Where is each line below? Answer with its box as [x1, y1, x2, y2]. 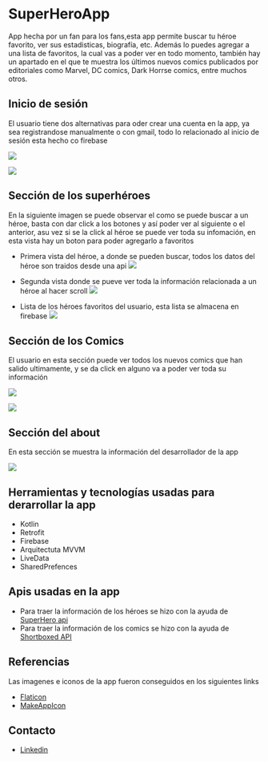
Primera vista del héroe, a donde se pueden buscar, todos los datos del [19, 251, 255, 261]
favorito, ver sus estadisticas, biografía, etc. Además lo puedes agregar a [8, 39, 250, 49]
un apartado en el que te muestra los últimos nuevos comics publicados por [8, 57, 258, 67]
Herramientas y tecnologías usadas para [8, 485, 215, 499]
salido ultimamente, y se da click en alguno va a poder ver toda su [8, 364, 226, 374]
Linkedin [19, 745, 49, 755]
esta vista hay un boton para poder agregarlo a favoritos [8, 236, 194, 245]
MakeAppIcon [19, 700, 66, 710]
